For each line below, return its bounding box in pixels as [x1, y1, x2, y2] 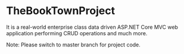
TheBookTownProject [6, 4, 115, 18]
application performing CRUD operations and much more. [6, 29, 148, 36]
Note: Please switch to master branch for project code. [6, 41, 141, 48]
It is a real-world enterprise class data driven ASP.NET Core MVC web [6, 23, 179, 31]
